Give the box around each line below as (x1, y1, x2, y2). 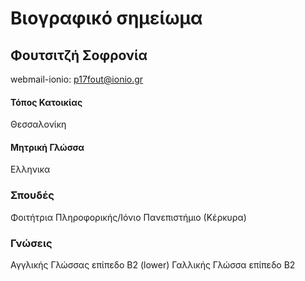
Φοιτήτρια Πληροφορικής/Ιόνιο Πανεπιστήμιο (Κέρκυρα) (10, 211, 247, 223)
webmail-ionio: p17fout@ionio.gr (10, 73, 144, 85)
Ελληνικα (10, 163, 51, 176)
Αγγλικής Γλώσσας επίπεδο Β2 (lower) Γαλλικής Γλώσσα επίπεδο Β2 (10, 259, 296, 271)
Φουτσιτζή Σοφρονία (10, 47, 148, 64)
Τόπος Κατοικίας (10, 96, 83, 108)
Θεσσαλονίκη (10, 118, 67, 131)
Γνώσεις (10, 236, 53, 250)
